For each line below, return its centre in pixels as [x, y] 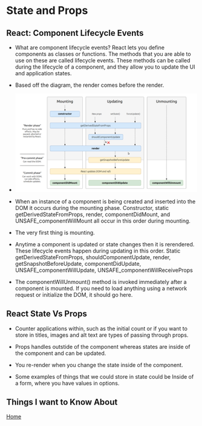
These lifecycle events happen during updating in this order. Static [98, 251]
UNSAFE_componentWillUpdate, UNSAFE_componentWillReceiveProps [104, 270]
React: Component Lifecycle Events [75, 33]
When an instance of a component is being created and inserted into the [105, 201]
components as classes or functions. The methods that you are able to [103, 54]
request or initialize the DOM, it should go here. [74, 294]
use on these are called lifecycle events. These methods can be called [103, 60]
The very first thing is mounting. [55, 232]
